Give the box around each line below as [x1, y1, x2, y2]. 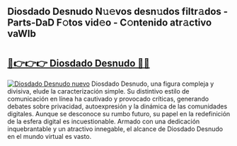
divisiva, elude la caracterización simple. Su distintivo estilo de [7, 87, 190, 95]
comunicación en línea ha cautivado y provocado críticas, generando [7, 95, 209, 103]
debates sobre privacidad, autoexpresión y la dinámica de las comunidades [7, 102, 228, 111]
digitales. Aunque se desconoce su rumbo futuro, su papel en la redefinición [7, 110, 231, 118]
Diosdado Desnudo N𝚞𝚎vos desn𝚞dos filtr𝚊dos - [7, 6, 229, 18]
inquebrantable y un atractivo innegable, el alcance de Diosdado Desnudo [7, 125, 224, 133]
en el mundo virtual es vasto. [7, 133, 92, 140]
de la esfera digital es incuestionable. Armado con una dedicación [7, 117, 200, 125]
